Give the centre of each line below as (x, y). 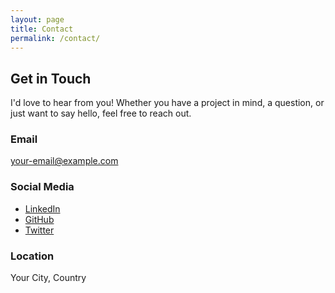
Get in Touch (51, 78)
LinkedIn (42, 208)
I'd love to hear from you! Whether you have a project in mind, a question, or (167, 103)
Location (32, 256)
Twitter (39, 230)
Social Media (42, 187)
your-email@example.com (64, 161)
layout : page (37, 19)
